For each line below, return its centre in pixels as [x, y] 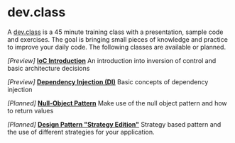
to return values [31, 110]
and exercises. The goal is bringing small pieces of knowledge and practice [118, 39]
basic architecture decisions [49, 68]
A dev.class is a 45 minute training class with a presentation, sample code [115, 32]
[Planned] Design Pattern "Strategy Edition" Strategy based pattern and [114, 124]
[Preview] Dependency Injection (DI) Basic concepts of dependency [108, 81]
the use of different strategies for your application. [81, 132]
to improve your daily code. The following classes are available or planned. [116, 47]
